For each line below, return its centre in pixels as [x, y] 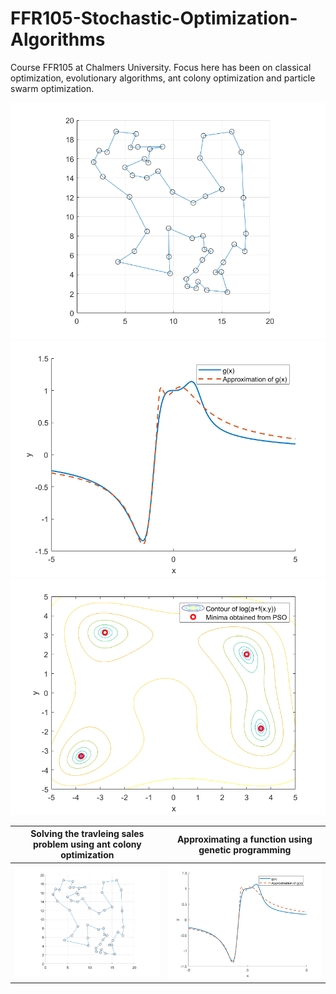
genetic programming [245, 849]
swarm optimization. [52, 88]
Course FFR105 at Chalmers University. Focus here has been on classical [161, 67]
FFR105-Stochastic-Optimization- [154, 18]
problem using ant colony [87, 844]
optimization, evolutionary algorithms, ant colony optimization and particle [163, 78]
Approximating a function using [244, 839]
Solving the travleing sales [87, 834]
